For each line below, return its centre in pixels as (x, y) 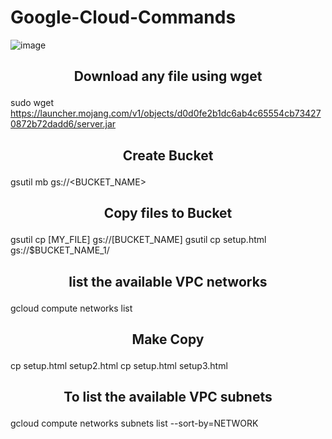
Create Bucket (168, 155)
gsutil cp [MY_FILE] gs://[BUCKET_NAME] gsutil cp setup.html (138, 240)
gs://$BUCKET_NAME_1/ (60, 250)
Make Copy (168, 339)
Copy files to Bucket (168, 213)
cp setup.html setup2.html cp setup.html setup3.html (119, 365)
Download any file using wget (168, 76)
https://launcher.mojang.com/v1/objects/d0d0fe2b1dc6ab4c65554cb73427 (166, 113)
